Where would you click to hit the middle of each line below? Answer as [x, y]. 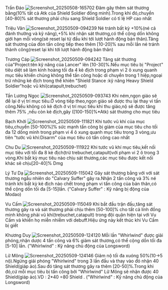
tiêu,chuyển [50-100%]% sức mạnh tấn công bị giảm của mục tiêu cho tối [81, 127]
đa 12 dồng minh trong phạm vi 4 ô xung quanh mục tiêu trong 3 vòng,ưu [81, 132]
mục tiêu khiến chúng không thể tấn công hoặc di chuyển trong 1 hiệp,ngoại [84, 75]
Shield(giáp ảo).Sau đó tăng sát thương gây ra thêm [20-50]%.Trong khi [79, 266]
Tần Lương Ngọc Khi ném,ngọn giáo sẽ [81, 96]
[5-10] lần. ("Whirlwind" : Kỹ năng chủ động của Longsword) [68, 246]
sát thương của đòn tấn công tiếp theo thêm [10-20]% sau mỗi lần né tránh [82, 44]
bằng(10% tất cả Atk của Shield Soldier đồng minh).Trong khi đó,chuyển [80, 13]
